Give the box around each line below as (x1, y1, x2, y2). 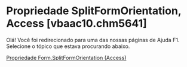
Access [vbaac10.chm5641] (6, 17, 148, 30)
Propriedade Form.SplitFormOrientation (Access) (6, 54, 127, 61)
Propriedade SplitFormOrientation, (6, 4, 182, 18)
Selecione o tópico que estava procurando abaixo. (6, 43, 130, 50)
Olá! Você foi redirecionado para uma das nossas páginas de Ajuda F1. (6, 36, 180, 43)
